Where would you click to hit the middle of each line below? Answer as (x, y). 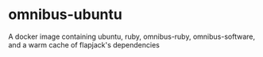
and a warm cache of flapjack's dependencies (84, 44)
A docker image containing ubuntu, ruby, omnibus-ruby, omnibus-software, (132, 36)
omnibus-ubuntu (66, 15)
